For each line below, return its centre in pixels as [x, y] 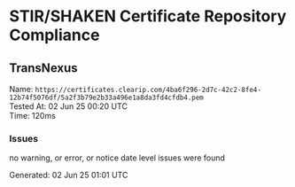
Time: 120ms [32, 116]
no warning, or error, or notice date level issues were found [117, 158]
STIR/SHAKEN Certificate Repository [148, 16]
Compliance [54, 35]
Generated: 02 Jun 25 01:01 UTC [69, 175]
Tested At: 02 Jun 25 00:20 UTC [69, 106]
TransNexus [43, 68]
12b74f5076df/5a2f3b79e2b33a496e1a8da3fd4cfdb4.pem [106, 97]
